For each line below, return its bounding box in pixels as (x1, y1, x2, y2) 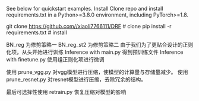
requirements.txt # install (6, 29, 67, 36)
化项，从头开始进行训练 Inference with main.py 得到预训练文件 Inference (6, 48, 184, 56)
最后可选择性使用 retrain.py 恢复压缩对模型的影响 (6, 89, 127, 95)
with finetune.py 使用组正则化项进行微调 (6, 56, 105, 63)
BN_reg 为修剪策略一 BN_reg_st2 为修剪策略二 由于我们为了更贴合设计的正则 (6, 41, 194, 48)
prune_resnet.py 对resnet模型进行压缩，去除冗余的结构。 (6, 76, 147, 83)
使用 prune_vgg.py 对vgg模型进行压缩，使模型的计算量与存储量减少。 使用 (6, 69, 188, 76)
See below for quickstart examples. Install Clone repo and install (6, 5, 163, 12)
